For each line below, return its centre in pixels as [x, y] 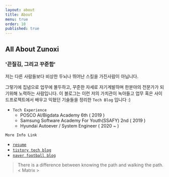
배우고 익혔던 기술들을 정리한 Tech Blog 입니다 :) [83, 99]
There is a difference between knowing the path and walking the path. [90, 165]
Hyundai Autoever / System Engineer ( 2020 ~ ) [70, 126]
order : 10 [16, 24]
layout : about [20, 10]
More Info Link [21, 135]
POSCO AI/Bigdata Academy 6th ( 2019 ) [62, 115]
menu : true [17, 19]
